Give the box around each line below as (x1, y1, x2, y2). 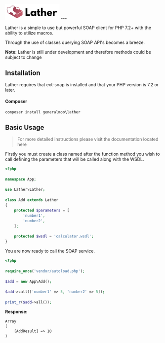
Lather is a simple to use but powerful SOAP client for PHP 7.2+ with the (5, 25, 152, 31)
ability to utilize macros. (5, 30, 53, 36)
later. (5, 87, 16, 93)
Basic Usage (5, 123, 44, 132)
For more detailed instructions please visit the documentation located (17, 136, 159, 142)
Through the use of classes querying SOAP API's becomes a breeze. (5, 39, 145, 45)
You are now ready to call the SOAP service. (5, 248, 95, 254)
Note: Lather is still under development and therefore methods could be (5, 49, 152, 55)
